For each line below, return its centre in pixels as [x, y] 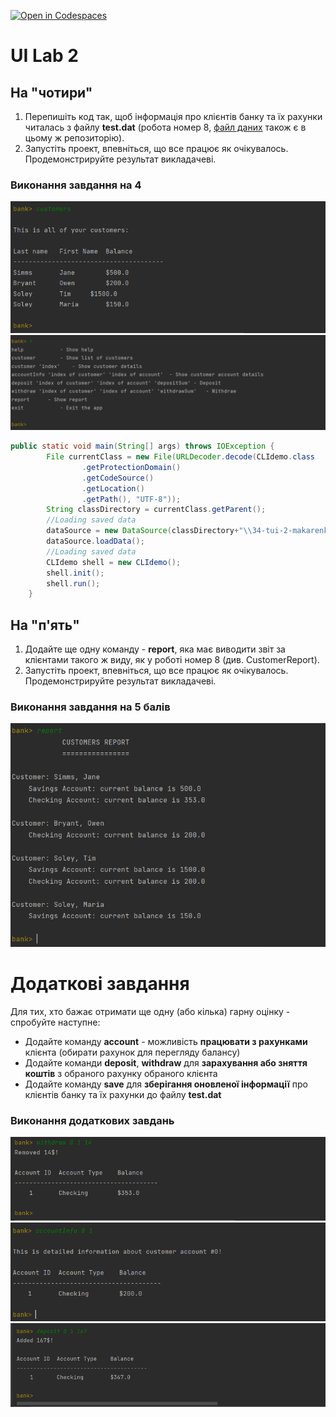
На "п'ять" [45, 625]
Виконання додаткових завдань [92, 1120]
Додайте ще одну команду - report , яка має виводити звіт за [155, 649]
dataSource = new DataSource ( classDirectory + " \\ [149, 531]
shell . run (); [73, 583]
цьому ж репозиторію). [74, 138]
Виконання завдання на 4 [76, 185]
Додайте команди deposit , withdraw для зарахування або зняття [166, 1062]
